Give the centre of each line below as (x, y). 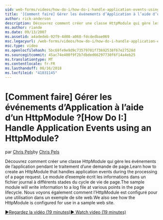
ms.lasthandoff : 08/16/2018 (33, 69)
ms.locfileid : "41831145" (31, 73)
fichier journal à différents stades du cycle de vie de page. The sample (75, 182)
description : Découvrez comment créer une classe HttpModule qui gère (78, 23)
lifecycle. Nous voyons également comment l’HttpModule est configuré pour (81, 192)
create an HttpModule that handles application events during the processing (81, 171)
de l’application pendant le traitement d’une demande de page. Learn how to (81, 166)
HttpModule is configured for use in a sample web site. (60, 202)
